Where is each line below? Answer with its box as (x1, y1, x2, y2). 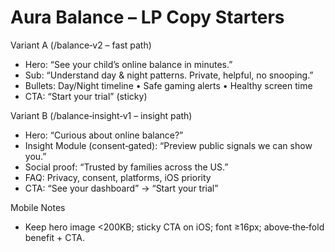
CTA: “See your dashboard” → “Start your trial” (24, 182, 219, 194)
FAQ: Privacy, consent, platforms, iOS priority (24, 171, 212, 183)
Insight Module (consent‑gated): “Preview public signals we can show (24, 139, 313, 151)
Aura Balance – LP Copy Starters (10, 6, 285, 29)
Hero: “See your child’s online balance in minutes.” (24, 58, 233, 70)
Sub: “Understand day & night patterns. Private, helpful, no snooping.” (24, 69, 314, 81)
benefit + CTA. (24, 231, 86, 243)
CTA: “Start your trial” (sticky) (24, 90, 148, 102)
